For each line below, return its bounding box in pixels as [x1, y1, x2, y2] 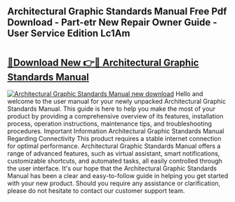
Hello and [175, 90, 203, 97]
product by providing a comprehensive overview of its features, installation [7, 112, 224, 120]
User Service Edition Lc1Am [7, 27, 130, 39]
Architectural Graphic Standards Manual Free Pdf [7, 6, 227, 18]
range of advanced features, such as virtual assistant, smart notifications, [7, 149, 220, 157]
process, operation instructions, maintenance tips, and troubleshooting [7, 119, 213, 128]
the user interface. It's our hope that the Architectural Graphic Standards [7, 164, 217, 173]
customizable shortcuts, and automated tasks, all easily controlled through [7, 157, 223, 165]
